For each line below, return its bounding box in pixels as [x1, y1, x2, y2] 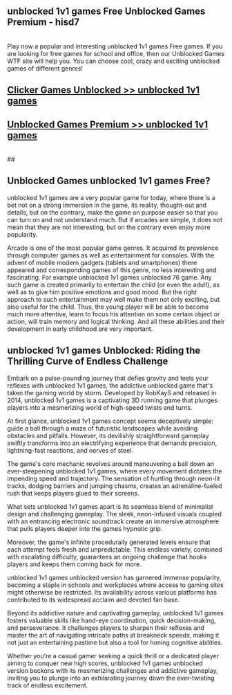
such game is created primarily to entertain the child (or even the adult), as [7, 280, 220, 289]
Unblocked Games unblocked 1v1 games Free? [7, 175, 211, 187]
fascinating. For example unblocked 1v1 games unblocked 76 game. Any [7, 273, 212, 281]
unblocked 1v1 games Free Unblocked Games [7, 6, 206, 17]
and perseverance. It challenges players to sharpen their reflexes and [7, 623, 205, 632]
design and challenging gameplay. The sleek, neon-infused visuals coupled [7, 509, 222, 518]
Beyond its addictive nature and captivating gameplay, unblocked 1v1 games [7, 608, 224, 617]
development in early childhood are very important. [7, 325, 153, 333]
